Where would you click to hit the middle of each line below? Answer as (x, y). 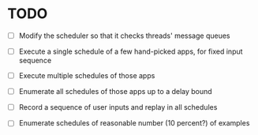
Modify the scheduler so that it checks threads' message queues (124, 36)
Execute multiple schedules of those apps (87, 76)
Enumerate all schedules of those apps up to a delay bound (115, 92)
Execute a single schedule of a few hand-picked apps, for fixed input (131, 51)
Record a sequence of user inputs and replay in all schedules (118, 107)
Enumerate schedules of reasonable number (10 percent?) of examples (134, 123)
